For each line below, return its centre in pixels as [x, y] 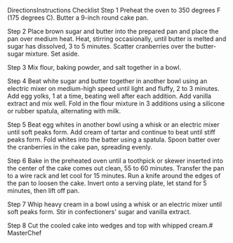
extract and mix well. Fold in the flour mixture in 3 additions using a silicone [116, 104]
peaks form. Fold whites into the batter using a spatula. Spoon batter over [114, 139]
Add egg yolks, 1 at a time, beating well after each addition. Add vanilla [109, 96]
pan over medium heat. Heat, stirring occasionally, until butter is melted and [117, 39]
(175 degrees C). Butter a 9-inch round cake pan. [78, 18]
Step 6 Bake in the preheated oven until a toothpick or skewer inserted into [115, 161]
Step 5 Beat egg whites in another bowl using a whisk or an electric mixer [113, 125]
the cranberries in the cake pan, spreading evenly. [80, 147]
